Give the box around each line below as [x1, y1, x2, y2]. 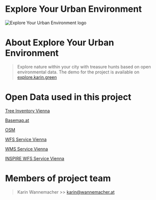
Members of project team [5, 173, 111, 184]
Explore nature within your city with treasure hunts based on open [17, 64, 151, 69]
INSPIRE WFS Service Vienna [5, 155, 64, 161]
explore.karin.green [17, 74, 57, 80]
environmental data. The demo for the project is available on [17, 69, 139, 75]
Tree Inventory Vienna [5, 107, 50, 114]
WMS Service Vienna [5, 146, 48, 152]
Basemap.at [5, 117, 30, 123]
